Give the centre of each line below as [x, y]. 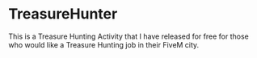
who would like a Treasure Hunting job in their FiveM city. [104, 44]
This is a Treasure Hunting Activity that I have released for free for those [128, 36]
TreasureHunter [63, 14]
